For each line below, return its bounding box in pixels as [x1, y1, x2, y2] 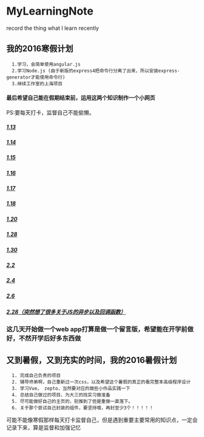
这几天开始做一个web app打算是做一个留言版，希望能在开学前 [6, 325, 188, 334]
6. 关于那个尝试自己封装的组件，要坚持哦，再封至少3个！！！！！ [12, 405, 154, 411]
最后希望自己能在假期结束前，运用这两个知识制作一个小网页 [6, 94, 155, 102]
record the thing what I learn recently [6, 24, 99, 32]
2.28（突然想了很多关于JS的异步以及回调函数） [6, 309, 126, 316]
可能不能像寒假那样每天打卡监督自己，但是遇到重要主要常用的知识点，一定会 [6, 416, 198, 424]
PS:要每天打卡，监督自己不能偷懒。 [6, 108, 95, 116]
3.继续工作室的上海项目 [12, 80, 63, 86]
